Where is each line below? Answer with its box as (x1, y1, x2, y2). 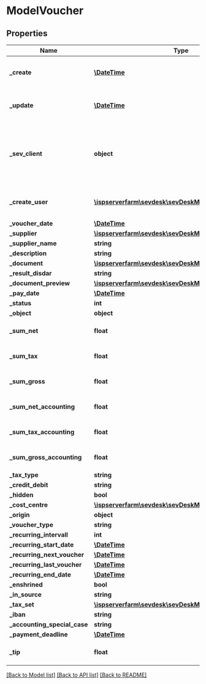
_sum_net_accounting (9, 402, 75, 411)
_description (9, 249, 47, 258)
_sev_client (9, 150, 43, 158)
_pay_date (9, 289, 40, 298)
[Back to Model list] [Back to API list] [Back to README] (6, 671, 147, 678)
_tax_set (9, 601, 35, 609)
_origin (9, 510, 30, 519)
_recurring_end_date (9, 571, 72, 578)
